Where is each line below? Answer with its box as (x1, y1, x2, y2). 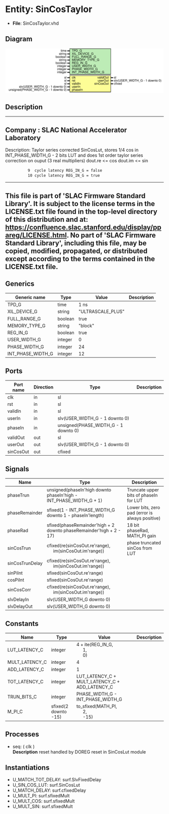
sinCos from (127, 545, 152, 551)
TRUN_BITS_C (7, 694, 37, 700)
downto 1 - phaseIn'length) (47, 513, 105, 519)
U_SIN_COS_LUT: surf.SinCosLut (12, 782, 80, 788)
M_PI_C (7, 709, 23, 715)
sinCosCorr (7, 586, 31, 593)
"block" (78, 323, 95, 329)
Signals (5, 465, 29, 473)
